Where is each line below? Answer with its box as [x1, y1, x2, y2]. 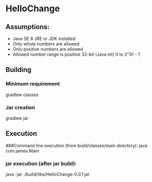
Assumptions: [5, 23, 50, 31]
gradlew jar [5, 115, 29, 121]
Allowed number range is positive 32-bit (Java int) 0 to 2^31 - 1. [12, 51, 142, 57]
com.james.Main [5, 147, 39, 153]
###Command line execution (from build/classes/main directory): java [5, 143, 148, 148]
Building [5, 66, 31, 74]
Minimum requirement [5, 80, 61, 87]
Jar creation [5, 104, 35, 111]
